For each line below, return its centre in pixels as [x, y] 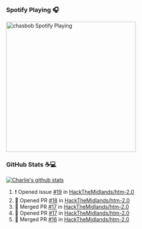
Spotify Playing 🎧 [33, 10]
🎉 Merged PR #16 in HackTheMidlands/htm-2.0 [72, 219]
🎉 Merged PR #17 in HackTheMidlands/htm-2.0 [72, 206]
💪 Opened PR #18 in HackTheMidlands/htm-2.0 [72, 200]
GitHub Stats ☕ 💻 [31, 165]
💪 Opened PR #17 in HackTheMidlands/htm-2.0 [72, 213]
